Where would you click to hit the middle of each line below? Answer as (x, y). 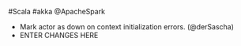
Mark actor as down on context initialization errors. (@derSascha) (127, 27)
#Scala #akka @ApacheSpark (56, 11)
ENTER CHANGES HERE (59, 35)
